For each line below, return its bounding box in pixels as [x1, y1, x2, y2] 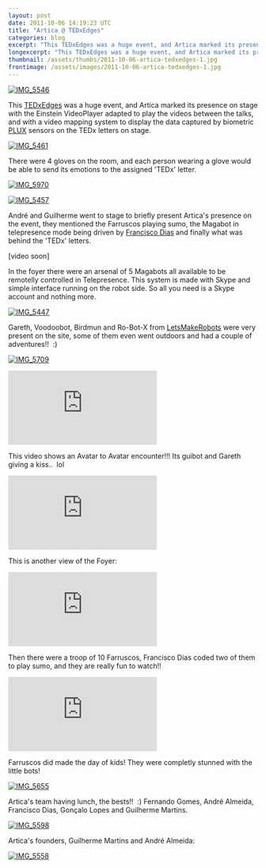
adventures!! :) [8, 339, 58, 348]
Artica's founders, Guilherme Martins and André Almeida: [8, 836, 196, 845]
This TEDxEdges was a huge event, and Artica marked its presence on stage [8, 100, 258, 109]
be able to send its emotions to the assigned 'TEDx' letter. [8, 164, 196, 174]
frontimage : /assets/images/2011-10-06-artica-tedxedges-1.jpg [8, 63, 222, 71]
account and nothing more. [8, 291, 97, 301]
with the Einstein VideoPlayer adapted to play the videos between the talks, [8, 108, 254, 118]
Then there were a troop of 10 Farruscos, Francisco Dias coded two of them [8, 653, 256, 662]
